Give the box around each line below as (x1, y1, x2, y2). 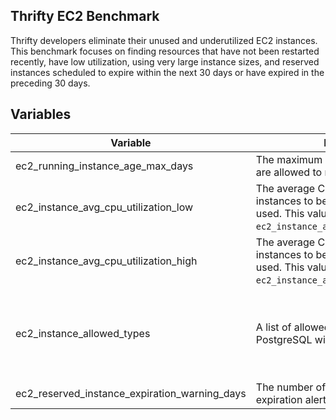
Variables (10, 106, 72, 123)
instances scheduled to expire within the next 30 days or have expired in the (10, 66, 325, 78)
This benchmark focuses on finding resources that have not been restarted (10, 45, 320, 57)
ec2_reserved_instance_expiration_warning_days (15, 386, 247, 400)
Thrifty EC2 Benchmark (10, 8, 160, 25)
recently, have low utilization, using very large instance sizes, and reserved (10, 55, 320, 68)
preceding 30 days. (10, 77, 91, 89)
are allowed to (255, 165, 323, 179)
